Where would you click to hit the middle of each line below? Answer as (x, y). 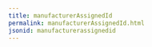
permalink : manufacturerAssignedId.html (77, 23)
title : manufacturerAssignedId (60, 16)
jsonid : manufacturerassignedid (62, 30)
